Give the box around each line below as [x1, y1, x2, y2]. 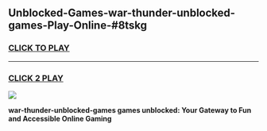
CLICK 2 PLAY [8, 72, 64, 83]
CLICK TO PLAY [8, 43, 70, 54]
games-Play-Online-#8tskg [8, 19, 148, 33]
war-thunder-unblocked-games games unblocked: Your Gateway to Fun [8, 105, 252, 114]
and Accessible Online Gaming [8, 114, 112, 123]
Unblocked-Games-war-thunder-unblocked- [8, 6, 236, 20]
